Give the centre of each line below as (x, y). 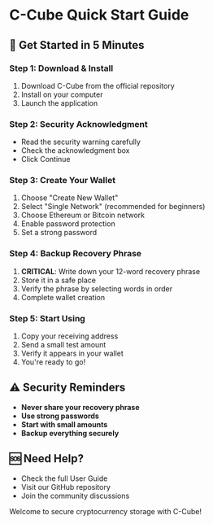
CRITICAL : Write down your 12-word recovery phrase (111, 271)
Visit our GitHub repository (65, 487)
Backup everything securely (70, 433)
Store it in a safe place (59, 280)
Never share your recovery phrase (80, 407)
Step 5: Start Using (48, 318)
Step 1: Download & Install (61, 68)
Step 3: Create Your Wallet (63, 181)
